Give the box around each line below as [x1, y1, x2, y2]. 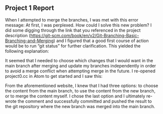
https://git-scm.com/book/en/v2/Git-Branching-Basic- [30, 32, 140, 38]
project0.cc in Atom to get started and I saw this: [5, 73, 103, 79]
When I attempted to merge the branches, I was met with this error [5, 17, 139, 23]
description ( [5, 32, 31, 38]
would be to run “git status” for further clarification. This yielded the [5, 43, 141, 48]
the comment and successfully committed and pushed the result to [18, 98, 152, 104]
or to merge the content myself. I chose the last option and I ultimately [5, 93, 145, 99]
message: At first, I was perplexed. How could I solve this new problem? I [5, 22, 152, 28]
